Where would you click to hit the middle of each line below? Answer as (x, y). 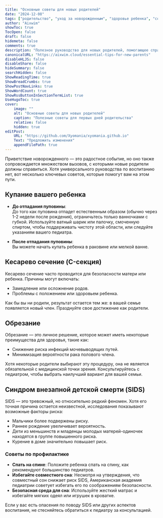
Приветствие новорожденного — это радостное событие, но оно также (80, 159)
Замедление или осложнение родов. (50, 288)
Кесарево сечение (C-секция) (53, 262)
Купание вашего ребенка (45, 195)
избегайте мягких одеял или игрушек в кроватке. (63, 496)
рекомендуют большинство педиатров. (53, 470)
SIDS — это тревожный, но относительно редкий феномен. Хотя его (76, 401)
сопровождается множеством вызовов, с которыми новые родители (77, 164)
